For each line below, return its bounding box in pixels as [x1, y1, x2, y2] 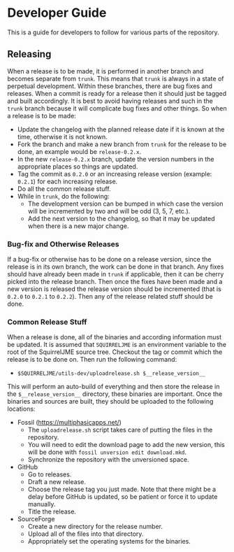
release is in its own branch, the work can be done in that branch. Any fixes [7, 262, 224, 271]
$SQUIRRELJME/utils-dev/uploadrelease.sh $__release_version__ [17, 370, 206, 377]
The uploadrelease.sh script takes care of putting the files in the [27, 425, 213, 434]
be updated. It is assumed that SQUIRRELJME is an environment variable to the [7, 341, 227, 349]
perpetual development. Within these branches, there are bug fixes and [7, 82, 213, 90]
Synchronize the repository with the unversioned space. [27, 455, 189, 464]
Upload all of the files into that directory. [27, 530, 144, 538]
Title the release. [27, 507, 77, 516]
